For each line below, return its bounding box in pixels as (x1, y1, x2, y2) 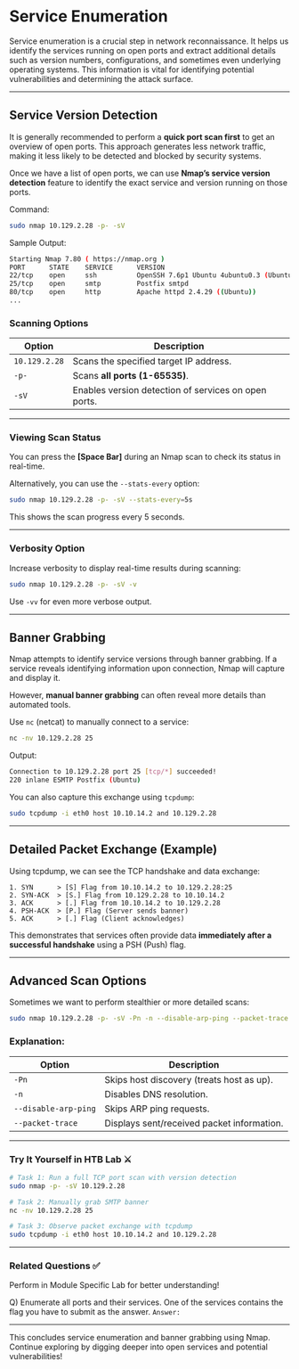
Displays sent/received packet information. (104, 1117, 284, 1129)
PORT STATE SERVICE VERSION (9, 263, 166, 272)
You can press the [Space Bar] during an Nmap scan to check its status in (9, 452, 281, 463)
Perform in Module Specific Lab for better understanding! (9, 1280, 220, 1291)
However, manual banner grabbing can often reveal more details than (9, 690, 266, 701)
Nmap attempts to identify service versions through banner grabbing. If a (9, 653, 278, 665)
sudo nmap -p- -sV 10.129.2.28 (9, 1181, 125, 1191)
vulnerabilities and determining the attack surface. (9, 73, 194, 84)
